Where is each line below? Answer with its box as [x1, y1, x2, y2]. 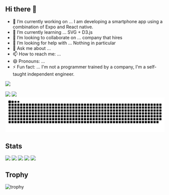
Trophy [5, 170, 29, 179]
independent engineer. [27, 71, 75, 77]
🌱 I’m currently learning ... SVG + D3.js [12, 29, 93, 35]
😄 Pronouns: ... [12, 58, 46, 64]
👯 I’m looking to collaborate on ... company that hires [12, 34, 122, 40]
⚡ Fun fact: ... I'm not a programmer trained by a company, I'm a [12, 63, 146, 70]
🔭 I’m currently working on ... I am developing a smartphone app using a [12, 18, 163, 24]
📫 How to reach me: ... [12, 51, 61, 57]
